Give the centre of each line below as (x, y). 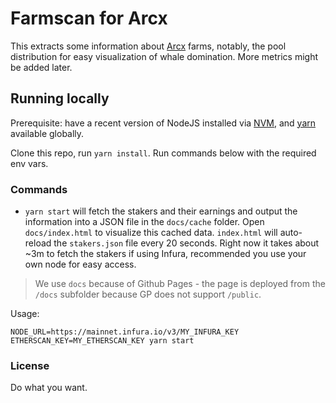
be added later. (41, 67)
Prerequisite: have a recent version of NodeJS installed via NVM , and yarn (163, 123)
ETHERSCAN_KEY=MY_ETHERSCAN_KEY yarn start (102, 341)
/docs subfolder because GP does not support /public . (148, 294)
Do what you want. (49, 388)
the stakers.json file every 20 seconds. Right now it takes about (186, 243)
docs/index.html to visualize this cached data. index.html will (151, 233)
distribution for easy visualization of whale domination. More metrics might (164, 56)
